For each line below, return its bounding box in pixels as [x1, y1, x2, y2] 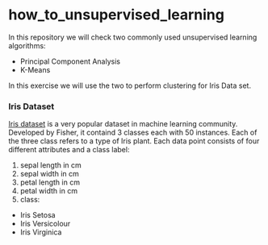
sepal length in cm [19, 160, 82, 170]
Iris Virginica [19, 227, 62, 237]
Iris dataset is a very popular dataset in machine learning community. [8, 119, 238, 129]
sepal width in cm [19, 169, 79, 179]
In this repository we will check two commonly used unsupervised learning [8, 32, 258, 42]
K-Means [19, 64, 51, 74]
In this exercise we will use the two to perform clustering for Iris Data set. [8, 81, 252, 90]
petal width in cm [19, 186, 78, 196]
